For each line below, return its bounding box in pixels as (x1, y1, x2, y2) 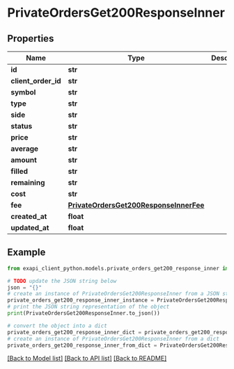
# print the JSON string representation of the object (7, 304, 170, 311)
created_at (10, 212, 47, 221)
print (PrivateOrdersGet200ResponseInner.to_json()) (7, 310, 160, 317)
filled (10, 167, 29, 176)
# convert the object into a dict (7, 322, 108, 329)
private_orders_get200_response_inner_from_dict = (7, 342, 157, 349)
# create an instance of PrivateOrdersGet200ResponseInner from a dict (7, 335, 219, 342)
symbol (10, 88, 36, 97)
